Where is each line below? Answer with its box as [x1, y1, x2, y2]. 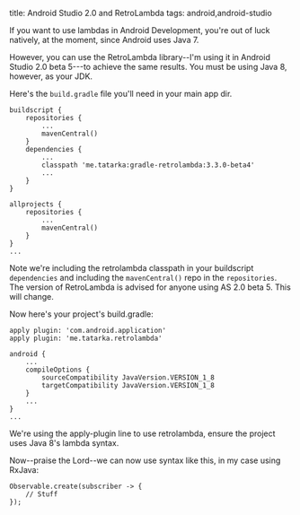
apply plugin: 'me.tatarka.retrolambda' [9, 334, 163, 343]
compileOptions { [25, 365, 91, 374]
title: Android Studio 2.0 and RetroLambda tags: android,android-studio [9, 8, 272, 18]
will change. [9, 292, 54, 301]
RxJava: [9, 465, 39, 475]
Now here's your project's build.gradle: [9, 309, 154, 319]
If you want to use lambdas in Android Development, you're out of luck [9, 25, 271, 35]
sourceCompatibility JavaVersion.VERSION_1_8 [41, 373, 216, 382]
